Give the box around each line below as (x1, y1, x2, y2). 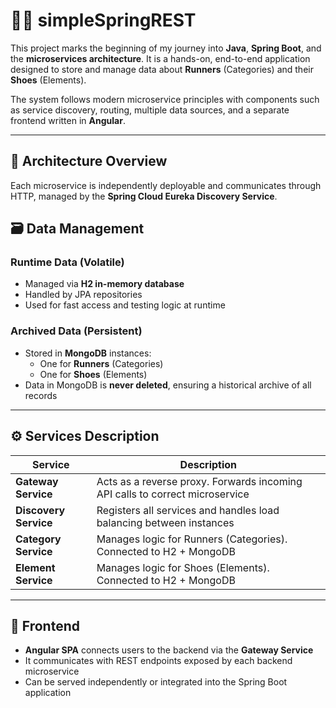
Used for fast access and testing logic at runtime (24, 299, 226, 311)
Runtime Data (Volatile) (10, 255, 125, 269)
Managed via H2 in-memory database (24, 278, 185, 290)
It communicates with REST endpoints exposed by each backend (24, 655, 293, 667)
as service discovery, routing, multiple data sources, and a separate (10, 104, 290, 116)
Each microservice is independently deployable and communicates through (10, 179, 322, 191)
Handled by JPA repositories (24, 289, 143, 301)
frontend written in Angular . (10, 114, 126, 126)
